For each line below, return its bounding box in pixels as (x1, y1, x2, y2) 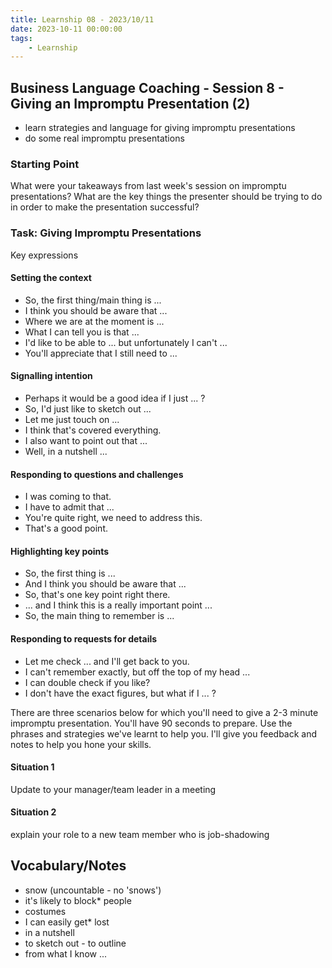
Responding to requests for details (10, 633, 158, 645)
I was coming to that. (24, 491, 112, 503)
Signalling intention (10, 370, 93, 382)
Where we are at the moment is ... (24, 315, 165, 327)
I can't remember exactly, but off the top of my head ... (24, 666, 251, 678)
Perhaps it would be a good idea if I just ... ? (24, 392, 206, 405)
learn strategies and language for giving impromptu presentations (24, 122, 296, 134)
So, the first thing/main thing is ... (24, 294, 162, 306)
